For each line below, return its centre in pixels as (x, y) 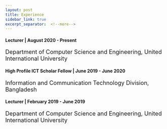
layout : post (19, 10)
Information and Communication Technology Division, (77, 83)
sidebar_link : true (26, 19)
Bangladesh (21, 89)
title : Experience (25, 15)
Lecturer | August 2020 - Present (41, 40)
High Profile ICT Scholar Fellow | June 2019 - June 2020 (65, 71)
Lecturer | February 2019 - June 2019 (45, 102)
